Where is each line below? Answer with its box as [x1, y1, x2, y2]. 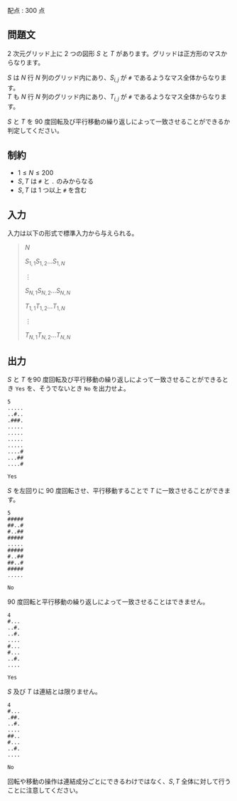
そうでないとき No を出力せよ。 [38, 384, 130, 393]
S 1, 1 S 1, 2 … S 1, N [24, 257, 65, 267]
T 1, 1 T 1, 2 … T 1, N [24, 302, 65, 312]
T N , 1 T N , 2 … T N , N [24, 331, 71, 341]
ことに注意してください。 [7, 786, 82, 795]
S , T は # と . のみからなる [17, 177, 94, 186]
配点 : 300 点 [7, 6, 45, 14]
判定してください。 [7, 127, 64, 135]
